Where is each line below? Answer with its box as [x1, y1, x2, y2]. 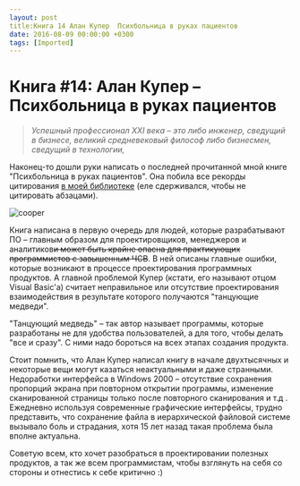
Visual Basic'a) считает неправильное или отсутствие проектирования [9, 282, 279, 293]
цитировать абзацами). [9, 190, 99, 201]
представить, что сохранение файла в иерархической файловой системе [9, 412, 291, 422]
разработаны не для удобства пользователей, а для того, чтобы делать [9, 328, 284, 338]
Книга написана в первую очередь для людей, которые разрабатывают [9, 225, 285, 235]
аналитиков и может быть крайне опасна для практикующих [9, 243, 241, 255]
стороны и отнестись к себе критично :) [9, 467, 164, 478]
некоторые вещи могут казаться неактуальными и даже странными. [9, 364, 274, 375]
